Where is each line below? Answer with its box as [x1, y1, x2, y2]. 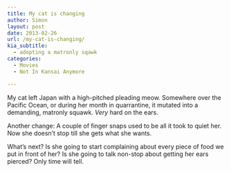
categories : [7, 55, 41, 62]
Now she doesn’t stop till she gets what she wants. [7, 129, 152, 137]
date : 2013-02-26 [7, 29, 57, 37]
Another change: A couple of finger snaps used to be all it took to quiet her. [7, 121, 222, 130]
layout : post [7, 23, 45, 30]
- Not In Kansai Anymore [13, 68, 85, 75]
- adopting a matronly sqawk [13, 49, 98, 56]
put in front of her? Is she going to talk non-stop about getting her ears [7, 150, 209, 158]
